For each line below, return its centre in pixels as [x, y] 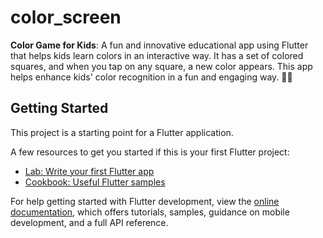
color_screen [66, 17]
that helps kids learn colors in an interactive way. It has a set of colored [157, 55]
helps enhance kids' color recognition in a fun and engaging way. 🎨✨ [151, 77]
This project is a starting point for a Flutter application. [122, 132]
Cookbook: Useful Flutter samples [95, 182]
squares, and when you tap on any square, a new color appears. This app [161, 66]
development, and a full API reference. [89, 222]
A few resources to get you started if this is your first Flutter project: [150, 152]
